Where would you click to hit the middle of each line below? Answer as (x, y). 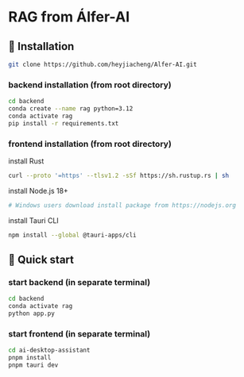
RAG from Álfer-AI (69, 17)
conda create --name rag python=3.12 (71, 109)
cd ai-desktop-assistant (49, 350)
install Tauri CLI (34, 220)
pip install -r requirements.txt (64, 123)
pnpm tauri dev (33, 365)
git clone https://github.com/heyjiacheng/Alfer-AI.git (103, 64)
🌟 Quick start (41, 259)
